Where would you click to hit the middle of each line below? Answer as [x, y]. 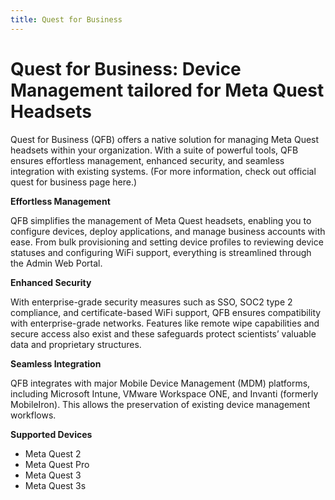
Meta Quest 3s [55, 485]
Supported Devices [51, 434]
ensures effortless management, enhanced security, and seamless [147, 160]
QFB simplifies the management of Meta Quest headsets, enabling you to [161, 220]
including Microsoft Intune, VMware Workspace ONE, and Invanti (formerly [164, 393]
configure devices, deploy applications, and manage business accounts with [168, 231]
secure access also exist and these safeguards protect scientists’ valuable [163, 333]
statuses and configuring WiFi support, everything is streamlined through [161, 252]
